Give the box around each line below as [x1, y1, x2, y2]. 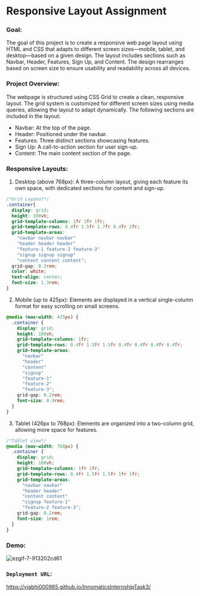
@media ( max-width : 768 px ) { [6, 443, 79, 449]
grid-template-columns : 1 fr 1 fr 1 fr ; [11, 218, 106, 224]
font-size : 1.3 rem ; [11, 280, 60, 286]
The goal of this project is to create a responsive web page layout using [6, 39, 183, 46]
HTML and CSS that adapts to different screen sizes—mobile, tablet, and [6, 46, 185, 53]
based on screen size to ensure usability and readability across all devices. [6, 65, 191, 72]
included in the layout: [6, 112, 61, 119]
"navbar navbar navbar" [17, 235, 76, 241]
